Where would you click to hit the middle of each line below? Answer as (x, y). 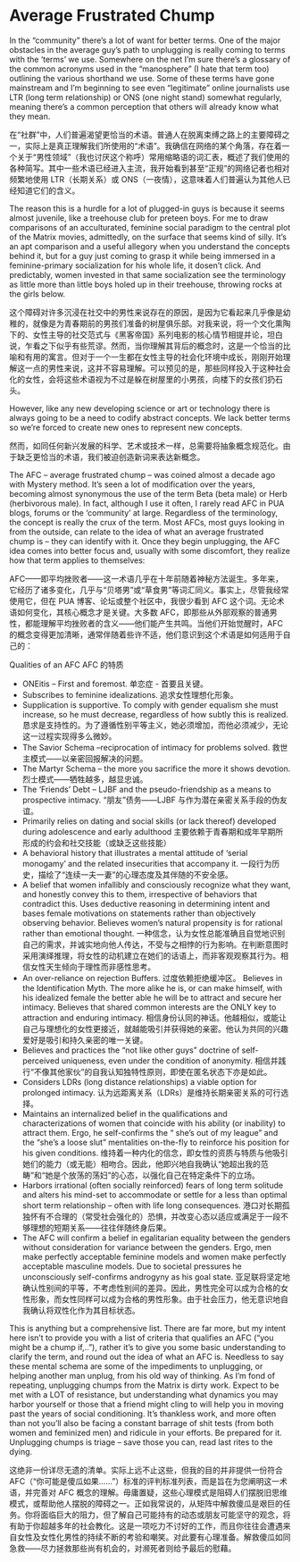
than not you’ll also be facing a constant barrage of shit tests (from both (142, 1423)
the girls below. (37, 294)
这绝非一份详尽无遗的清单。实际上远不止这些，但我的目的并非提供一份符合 (146, 1470)
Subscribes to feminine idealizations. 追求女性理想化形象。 (130, 694)
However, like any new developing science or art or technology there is (140, 408)
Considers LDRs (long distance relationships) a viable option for (139, 1081)
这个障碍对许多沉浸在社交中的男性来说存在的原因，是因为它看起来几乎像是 (146, 312)
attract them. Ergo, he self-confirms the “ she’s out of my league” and (150, 1132)
